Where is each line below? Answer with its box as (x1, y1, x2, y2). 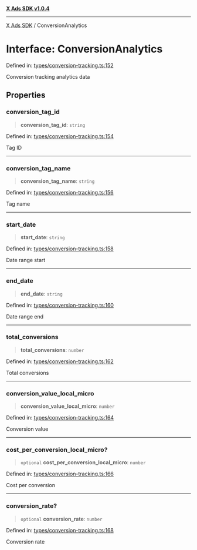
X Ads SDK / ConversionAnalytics (6, 22, 87, 29)
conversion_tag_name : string (20, 177, 95, 185)
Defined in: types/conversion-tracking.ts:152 (6, 62, 114, 69)
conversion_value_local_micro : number (20, 403, 115, 410)
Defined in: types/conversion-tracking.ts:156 (6, 189, 114, 196)
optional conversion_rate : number (20, 515, 103, 522)
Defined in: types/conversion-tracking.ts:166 (6, 470, 114, 478)
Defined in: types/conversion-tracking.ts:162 (6, 358, 114, 365)
